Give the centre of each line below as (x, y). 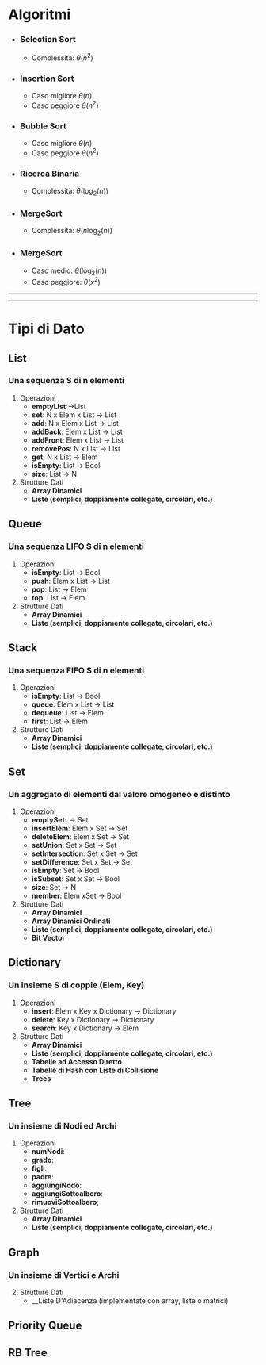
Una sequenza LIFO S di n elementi (76, 546)
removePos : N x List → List (76, 448)
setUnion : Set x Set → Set (74, 845)
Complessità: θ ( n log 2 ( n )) (72, 232)
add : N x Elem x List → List (75, 423)
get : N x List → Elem (65, 457)
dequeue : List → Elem (68, 713)
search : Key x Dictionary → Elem (85, 1028)
